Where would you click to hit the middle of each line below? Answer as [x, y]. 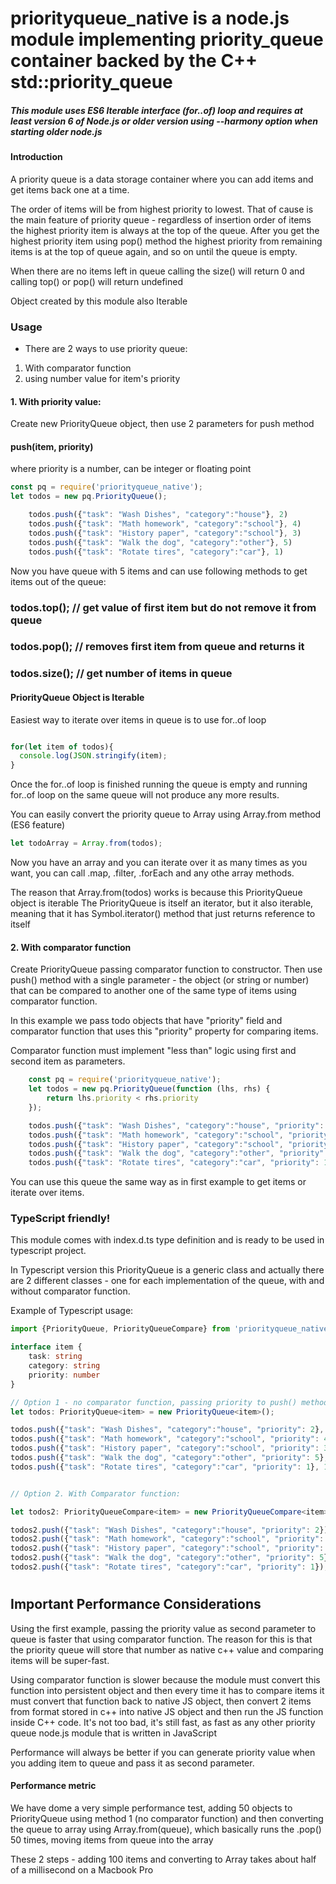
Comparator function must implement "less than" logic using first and [153, 1051]
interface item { [46, 1347]
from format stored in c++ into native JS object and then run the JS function [167, 1711]
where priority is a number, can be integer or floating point [131, 469]
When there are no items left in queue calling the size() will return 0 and [157, 271]
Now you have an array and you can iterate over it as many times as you [159, 863]
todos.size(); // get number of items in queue [121, 674]
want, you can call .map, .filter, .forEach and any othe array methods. [152, 873]
